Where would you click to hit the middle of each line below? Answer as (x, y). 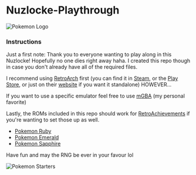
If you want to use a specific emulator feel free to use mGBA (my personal (95, 96)
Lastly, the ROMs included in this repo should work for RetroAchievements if (98, 114)
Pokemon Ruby (33, 131)
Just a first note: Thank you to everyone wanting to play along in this (89, 55)
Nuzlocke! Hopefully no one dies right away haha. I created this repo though (98, 61)
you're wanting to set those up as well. (53, 120)
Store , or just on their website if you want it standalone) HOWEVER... (89, 85)
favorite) (16, 102)
